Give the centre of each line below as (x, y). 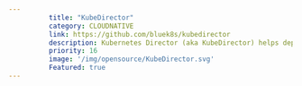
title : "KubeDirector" (91, 17)
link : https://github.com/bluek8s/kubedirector (139, 34)
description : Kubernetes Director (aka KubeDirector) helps (164, 43)
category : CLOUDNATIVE (91, 26)
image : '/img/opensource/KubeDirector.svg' (132, 59)
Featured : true (77, 68)
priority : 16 (73, 51)
